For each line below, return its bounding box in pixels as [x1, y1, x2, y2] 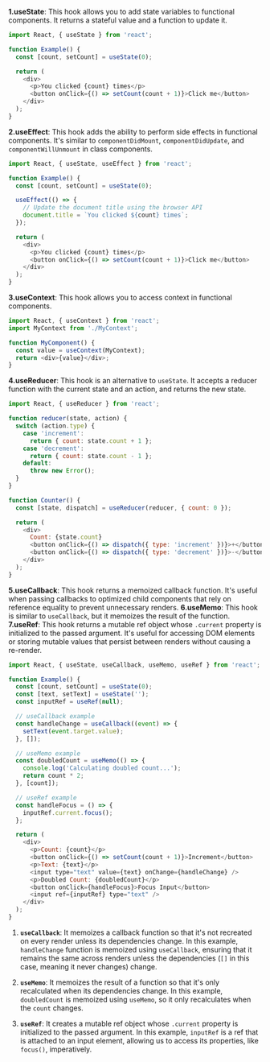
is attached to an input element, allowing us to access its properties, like [19, 1035, 259, 1045]
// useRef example [15, 793, 78, 802]
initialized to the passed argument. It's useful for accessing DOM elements [8, 628, 256, 638]
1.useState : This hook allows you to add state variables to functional [8, 7, 235, 16]
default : [22, 459, 52, 468]
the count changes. [19, 1002, 84, 1013]
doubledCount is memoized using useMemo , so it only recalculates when [19, 994, 252, 1004]
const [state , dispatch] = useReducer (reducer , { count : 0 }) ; [15, 503, 232, 512]
